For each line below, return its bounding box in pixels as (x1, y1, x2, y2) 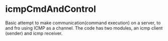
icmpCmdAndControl (5, 3, 97, 15)
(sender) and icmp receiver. (5, 30, 63, 36)
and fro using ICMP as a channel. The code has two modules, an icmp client (5, 25, 163, 31)
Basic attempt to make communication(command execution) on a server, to (5, 20, 161, 26)
